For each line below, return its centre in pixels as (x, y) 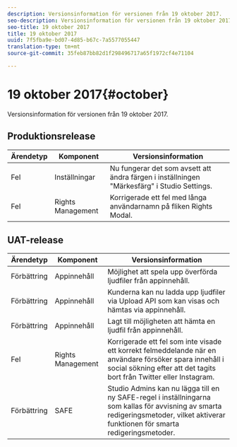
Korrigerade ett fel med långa (158, 197)
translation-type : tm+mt (44, 47)
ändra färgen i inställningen (155, 177)
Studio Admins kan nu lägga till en (164, 388)
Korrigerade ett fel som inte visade (165, 342)
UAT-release (35, 240)
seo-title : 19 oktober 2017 (49, 27)
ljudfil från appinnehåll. (145, 330)
